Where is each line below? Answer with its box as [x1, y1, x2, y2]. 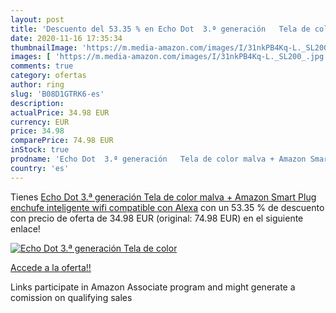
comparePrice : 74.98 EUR [10, 136, 114, 146]
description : [10, 98, 65, 108]
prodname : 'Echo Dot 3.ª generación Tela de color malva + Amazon [10, 154, 307, 164]
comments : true [10, 61, 74, 71]
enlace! [10, 222, 41, 235]
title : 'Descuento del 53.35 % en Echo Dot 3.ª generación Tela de [10, 24, 311, 34]
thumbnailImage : [10, 42, 78, 53]
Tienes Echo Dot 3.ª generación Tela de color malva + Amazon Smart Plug [10, 191, 317, 203]
